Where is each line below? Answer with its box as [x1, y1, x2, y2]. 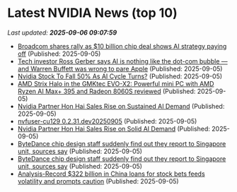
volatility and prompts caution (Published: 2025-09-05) [17, 176, 179, 185]
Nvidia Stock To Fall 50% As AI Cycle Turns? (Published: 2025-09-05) [17, 72, 223, 80]
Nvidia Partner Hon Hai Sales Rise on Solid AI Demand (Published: [17, 124, 211, 133]
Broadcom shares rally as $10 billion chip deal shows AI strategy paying [17, 42, 227, 50]
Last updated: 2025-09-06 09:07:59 [7, 28, 117, 37]
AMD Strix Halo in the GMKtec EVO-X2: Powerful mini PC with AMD [17, 79, 214, 88]
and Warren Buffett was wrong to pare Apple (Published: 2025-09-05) [17, 64, 223, 73]
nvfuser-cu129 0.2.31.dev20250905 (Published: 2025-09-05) [17, 116, 197, 125]
